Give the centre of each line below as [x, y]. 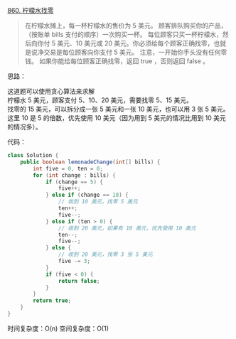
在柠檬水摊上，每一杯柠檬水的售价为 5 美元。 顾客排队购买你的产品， [126, 26]
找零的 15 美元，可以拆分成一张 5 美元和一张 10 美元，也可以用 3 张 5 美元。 [118, 109]
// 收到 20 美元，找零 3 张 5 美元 [105, 254]
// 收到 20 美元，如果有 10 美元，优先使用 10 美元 [127, 228]
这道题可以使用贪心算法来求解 [51, 91]
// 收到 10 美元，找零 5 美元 [98, 202]
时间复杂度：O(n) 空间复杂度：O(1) [58, 328]
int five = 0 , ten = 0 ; [68, 168]
